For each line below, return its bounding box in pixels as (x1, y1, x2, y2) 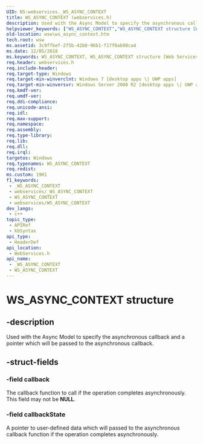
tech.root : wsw (6, 37, 45, 43)
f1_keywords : (6, 178, 39, 184)
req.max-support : (6, 115, 50, 121)
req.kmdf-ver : (6, 88, 42, 94)
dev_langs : (6, 205, 34, 211)
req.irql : (6, 149, 31, 155)
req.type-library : (6, 132, 53, 139)
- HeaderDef (8, 239, 39, 245)
